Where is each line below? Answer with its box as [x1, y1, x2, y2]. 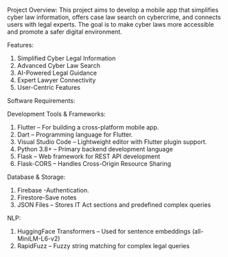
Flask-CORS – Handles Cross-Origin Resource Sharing [16, 160, 172, 167]
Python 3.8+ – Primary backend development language [16, 145, 173, 153]
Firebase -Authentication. [16, 186, 89, 194]
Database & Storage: [7, 173, 66, 181]
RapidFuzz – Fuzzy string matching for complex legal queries [16, 242, 190, 249]
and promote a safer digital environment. [7, 27, 122, 36]
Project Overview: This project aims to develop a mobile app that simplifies [7, 6, 218, 14]
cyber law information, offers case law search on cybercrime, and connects [7, 13, 221, 21]
